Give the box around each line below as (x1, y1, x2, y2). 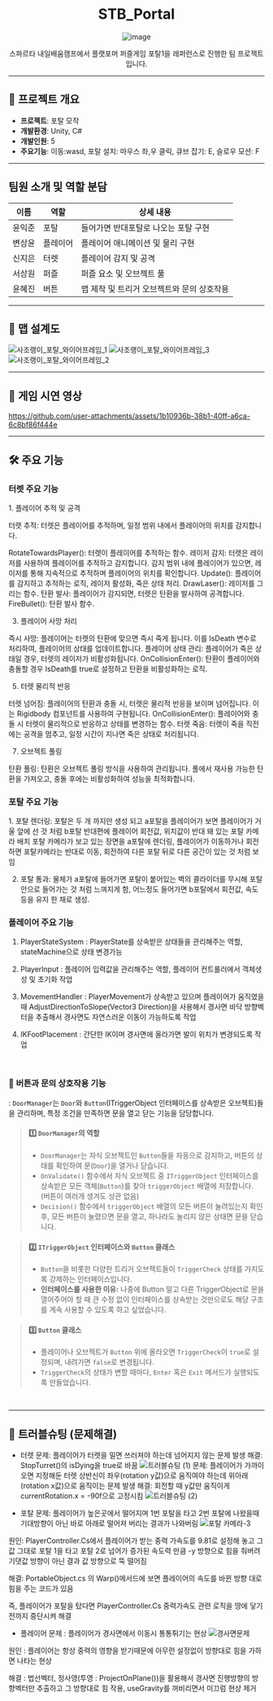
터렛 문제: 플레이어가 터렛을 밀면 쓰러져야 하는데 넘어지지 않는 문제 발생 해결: (19, 1450, 263, 1460)
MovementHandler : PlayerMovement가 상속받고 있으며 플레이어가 (19, 992, 236, 1002)
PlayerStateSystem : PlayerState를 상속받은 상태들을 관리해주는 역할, (19, 937, 243, 947)
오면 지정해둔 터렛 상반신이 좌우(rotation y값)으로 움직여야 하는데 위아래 (19, 1471, 249, 1480)
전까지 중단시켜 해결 (8, 1611, 71, 1621)
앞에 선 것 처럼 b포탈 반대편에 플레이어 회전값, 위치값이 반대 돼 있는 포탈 (16, 826, 245, 836)
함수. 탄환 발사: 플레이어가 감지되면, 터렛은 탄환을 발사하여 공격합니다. (23, 588, 245, 598)
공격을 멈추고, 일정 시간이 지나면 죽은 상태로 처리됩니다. (23, 729, 199, 739)
